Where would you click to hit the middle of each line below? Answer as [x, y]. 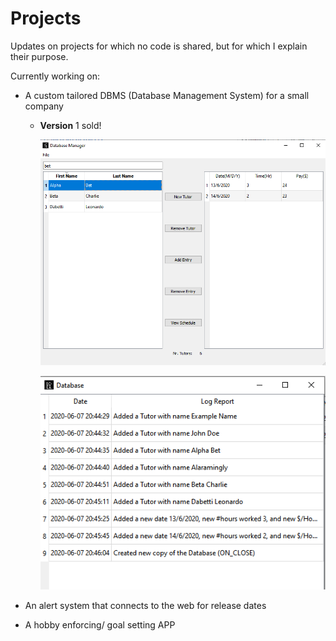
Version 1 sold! [70, 125]
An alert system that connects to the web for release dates [145, 605]
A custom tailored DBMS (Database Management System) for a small [167, 95]
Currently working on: [55, 76]
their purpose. [39, 56]
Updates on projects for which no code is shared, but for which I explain [159, 46]
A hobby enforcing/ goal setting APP [100, 624]
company [44, 106]
